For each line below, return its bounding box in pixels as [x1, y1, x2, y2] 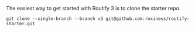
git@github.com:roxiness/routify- [105, 16, 190, 22]
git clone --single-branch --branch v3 [6, 16, 104, 22]
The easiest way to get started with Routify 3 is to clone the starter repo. [6, 5, 181, 11]
